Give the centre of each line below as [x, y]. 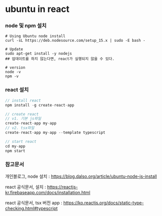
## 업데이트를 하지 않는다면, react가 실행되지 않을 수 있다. [60, 59]
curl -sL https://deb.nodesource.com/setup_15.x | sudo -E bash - [75, 41]
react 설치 [17, 90]
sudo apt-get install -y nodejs [39, 54]
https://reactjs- [62, 187]
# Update [14, 49]
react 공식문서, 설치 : [26, 187]
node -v [13, 72]
